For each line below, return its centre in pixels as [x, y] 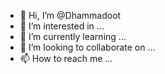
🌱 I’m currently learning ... [73, 36]
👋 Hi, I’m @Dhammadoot [70, 15]
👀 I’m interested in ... [62, 26]
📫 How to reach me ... [66, 58]
